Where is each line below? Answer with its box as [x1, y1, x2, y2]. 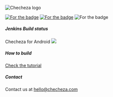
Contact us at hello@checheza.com [5, 86, 78, 92]
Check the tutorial [5, 62, 42, 68]
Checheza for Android [5, 39, 51, 45]
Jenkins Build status [5, 25, 49, 32]
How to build [5, 50, 32, 56]
